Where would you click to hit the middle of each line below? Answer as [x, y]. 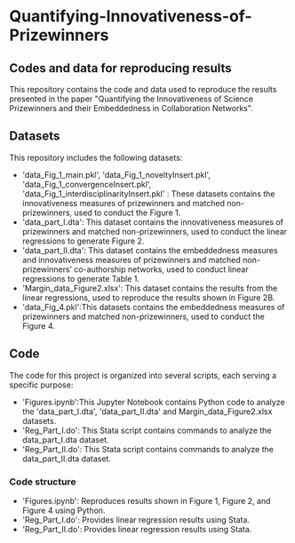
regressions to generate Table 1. [81, 278]
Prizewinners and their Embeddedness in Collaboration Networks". [131, 108]
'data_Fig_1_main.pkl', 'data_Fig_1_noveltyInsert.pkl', [116, 174]
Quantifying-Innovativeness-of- [131, 16]
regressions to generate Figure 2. [83, 241]
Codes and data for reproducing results [121, 68]
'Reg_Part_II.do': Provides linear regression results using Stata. [137, 529]
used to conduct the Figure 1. [128, 212]
